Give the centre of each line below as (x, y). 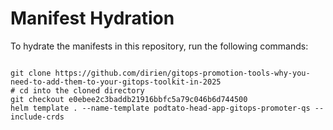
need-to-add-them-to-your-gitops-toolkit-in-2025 (116, 82)
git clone (31, 73)
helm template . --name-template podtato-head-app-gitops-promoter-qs (160, 108)
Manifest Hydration (92, 18)
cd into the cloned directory (82, 90)
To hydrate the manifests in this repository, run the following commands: (159, 46)
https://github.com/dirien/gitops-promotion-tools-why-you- (182, 73)
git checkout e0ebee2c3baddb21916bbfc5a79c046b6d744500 (129, 99)
